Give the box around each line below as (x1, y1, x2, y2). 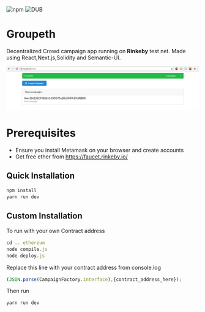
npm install (6, 187, 37, 194)
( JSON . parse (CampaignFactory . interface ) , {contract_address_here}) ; (6, 276, 182, 283)
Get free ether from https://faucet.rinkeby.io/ (15, 153, 129, 160)
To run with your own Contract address (6, 227, 105, 234)
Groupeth (6, 28, 56, 41)
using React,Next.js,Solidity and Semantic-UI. (6, 54, 121, 61)
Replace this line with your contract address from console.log (6, 264, 161, 271)
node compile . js (6, 246, 48, 252)
